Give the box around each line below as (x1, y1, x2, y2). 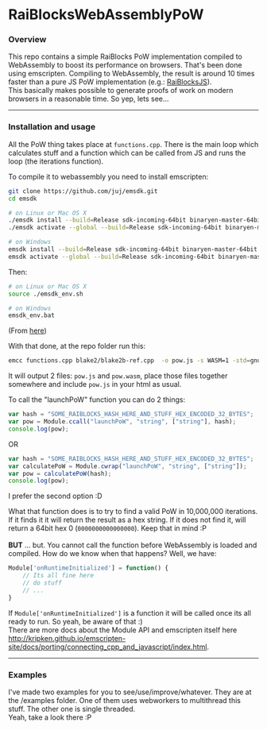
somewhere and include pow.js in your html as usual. (8, 380, 182, 389)
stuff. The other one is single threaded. (8, 704, 136, 713)
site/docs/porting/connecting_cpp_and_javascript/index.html (8, 642, 207, 651)
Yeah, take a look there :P (8, 713, 92, 722)
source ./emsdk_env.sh (8, 290, 83, 298)
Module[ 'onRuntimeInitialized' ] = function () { (8, 564, 169, 573)
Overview (8, 34, 47, 45)
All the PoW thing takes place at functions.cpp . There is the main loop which (8, 139, 259, 149)
